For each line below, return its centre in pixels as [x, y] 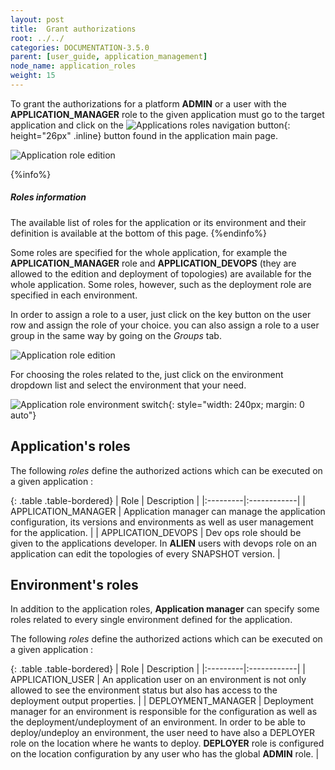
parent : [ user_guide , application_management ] [109, 57]
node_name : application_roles [73, 66]
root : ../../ [37, 38]
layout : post [37, 19]
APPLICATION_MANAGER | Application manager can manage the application [168, 511]
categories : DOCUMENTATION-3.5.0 [80, 47]
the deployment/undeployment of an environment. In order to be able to [158, 722]
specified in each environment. [74, 295]
